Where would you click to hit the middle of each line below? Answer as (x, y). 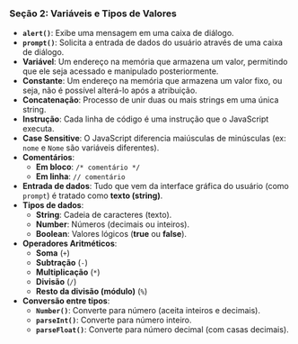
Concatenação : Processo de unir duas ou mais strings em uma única (150, 100)
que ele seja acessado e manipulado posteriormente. (120, 71)
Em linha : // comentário (80, 177)
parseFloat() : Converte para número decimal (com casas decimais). (162, 330)
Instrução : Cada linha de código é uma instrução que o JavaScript (145, 119)
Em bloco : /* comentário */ (88, 167)
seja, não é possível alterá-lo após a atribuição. (110, 91)
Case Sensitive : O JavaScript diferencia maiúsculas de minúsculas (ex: (154, 139)
